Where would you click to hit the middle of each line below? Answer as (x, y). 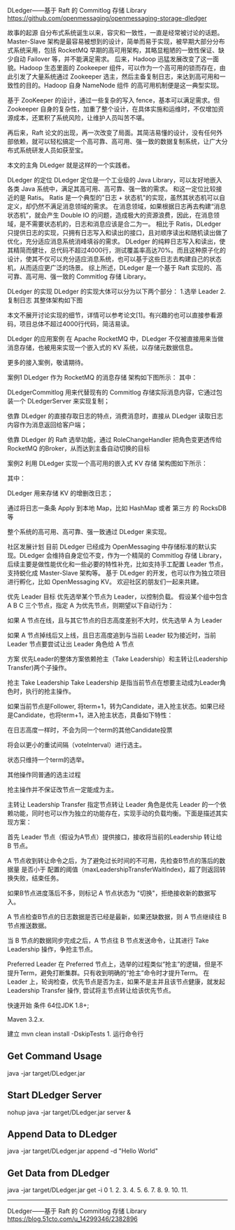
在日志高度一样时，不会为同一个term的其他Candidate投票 (90, 730)
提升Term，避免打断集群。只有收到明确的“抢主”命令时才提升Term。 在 (108, 973)
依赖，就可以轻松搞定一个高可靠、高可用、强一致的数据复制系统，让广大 (117, 141)
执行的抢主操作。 (50, 691)
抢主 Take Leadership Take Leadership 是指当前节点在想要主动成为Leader (114, 682)
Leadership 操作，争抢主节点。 (52, 949)
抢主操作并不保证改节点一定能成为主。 (62, 789)
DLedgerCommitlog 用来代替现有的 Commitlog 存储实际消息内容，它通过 (112, 392)
